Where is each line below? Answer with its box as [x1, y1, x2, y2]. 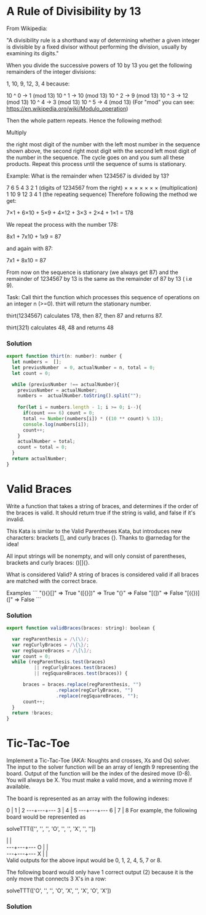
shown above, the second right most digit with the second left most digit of [6, 147, 197, 154]
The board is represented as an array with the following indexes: [6, 795, 170, 803]
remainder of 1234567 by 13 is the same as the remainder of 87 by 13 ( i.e [6, 275, 192, 282]
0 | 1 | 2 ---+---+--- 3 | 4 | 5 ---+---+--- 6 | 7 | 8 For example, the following [6, 807, 197, 814]
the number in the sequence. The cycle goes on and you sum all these [6, 154, 184, 161]
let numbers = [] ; [12, 359, 62, 365]
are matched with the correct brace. [6, 577, 98, 584]
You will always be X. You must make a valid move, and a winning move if [6, 776, 192, 784]
